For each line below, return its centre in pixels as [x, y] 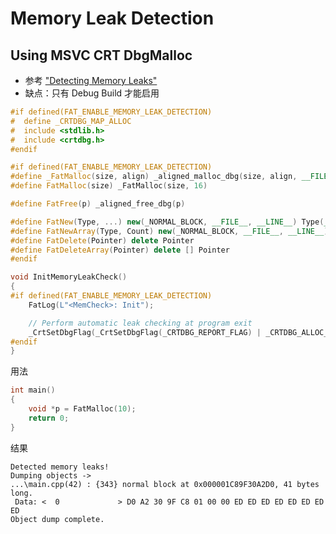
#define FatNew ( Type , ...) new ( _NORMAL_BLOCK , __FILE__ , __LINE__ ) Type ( [167, 222]
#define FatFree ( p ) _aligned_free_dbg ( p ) [98, 204]
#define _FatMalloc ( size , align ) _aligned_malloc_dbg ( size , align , [154, 177]
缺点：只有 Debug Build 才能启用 [92, 93]
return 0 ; [49, 418]
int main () [33, 390]
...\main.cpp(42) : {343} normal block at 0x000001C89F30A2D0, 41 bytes [165, 484]
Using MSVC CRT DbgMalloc [101, 55]
